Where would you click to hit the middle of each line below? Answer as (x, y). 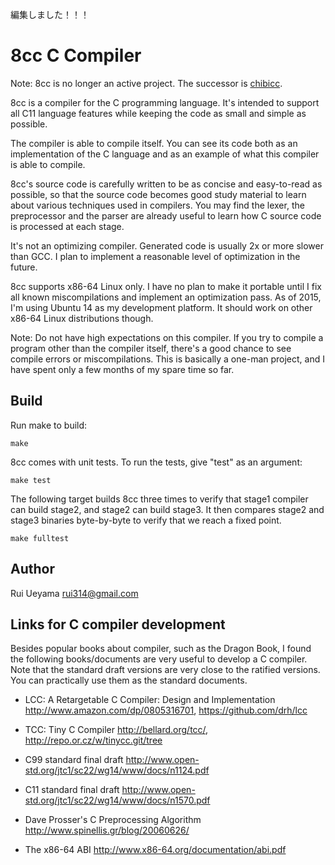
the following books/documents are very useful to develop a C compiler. (159, 659)
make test (31, 480)
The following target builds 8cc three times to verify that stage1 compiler (159, 499)
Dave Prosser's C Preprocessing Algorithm (113, 820)
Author (32, 569)
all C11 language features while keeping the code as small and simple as (158, 113)
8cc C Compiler (76, 55)
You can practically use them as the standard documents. (129, 680)
